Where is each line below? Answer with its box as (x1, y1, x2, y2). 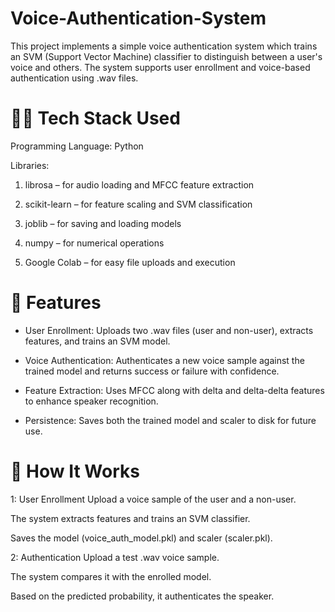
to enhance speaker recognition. (24, 395, 159, 407)
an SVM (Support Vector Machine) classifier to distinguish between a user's (10, 50, 323, 62)
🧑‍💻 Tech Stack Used (10, 107, 181, 130)
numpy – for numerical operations (24, 237, 165, 249)
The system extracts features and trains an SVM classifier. (10, 512, 251, 524)
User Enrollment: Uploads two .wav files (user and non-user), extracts (24, 324, 314, 336)
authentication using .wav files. (10, 72, 139, 84)
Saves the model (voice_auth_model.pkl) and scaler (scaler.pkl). (10, 532, 273, 544)
